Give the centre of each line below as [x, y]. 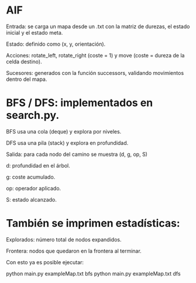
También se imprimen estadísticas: [93, 224]
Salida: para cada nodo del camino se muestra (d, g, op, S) [77, 154]
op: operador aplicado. [34, 188]
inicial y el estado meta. [35, 32]
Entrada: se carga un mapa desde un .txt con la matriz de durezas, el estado [98, 26]
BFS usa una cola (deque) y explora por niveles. [64, 131]
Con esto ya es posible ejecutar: [45, 262]
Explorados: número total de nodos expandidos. [64, 239]
